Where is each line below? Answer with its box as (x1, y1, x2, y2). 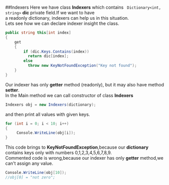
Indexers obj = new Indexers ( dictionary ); (5, 102, 96, 107)
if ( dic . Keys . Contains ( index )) (23, 49, 90, 54)
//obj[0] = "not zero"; (5, 175, 56, 180)
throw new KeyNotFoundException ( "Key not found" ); (27, 63, 137, 68)
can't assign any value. (5, 160, 54, 166)
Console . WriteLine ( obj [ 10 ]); (5, 170, 67, 175)
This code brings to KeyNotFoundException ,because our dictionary (5, 144, 149, 151)
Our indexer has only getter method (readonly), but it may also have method (5, 81, 164, 87)
